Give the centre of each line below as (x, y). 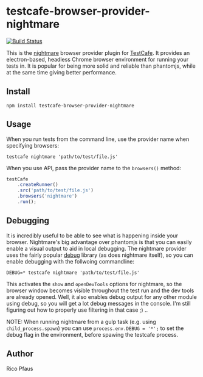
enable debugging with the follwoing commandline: (71, 261)
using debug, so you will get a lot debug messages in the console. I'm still (98, 303)
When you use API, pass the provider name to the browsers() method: (94, 168)
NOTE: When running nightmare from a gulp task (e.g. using (81, 321)
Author (20, 354)
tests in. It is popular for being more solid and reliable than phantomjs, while (101, 66)
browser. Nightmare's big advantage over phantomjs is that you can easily (99, 242)
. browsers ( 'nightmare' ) (47, 196)
